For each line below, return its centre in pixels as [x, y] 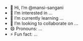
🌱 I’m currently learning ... [37, 18]
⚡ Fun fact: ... [24, 34]
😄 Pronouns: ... [26, 29]
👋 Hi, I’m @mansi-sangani [37, 8]
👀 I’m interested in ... [31, 13]
